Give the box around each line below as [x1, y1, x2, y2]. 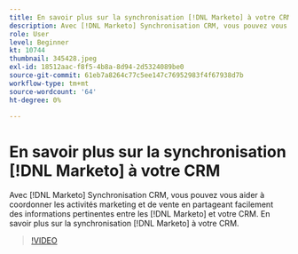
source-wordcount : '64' [9, 87, 98, 96]
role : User [9, 29, 50, 38]
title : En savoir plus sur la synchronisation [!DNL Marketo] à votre [9, 12, 276, 22]
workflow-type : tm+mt [9, 79, 90, 88]
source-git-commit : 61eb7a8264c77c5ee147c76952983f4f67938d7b [9, 71, 244, 80]
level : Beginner [9, 37, 69, 47]
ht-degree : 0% [9, 95, 62, 105]
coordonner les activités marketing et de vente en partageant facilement [9, 199, 273, 210]
